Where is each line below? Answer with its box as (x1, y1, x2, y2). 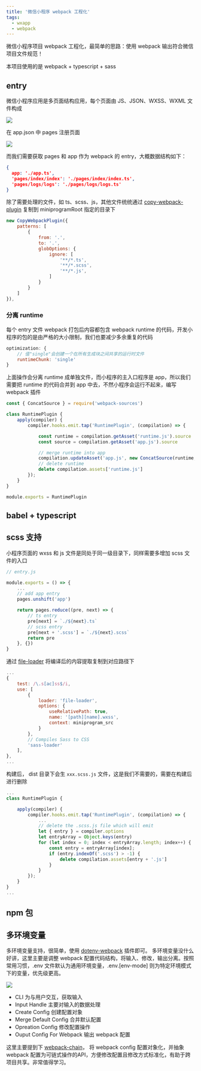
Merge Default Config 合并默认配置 (14, 1016, 102, 1023)
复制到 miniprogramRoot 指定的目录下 (23, 206, 115, 213)
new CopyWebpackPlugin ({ (6, 218, 68, 224)
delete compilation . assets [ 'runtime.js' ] (38, 467, 144, 473)
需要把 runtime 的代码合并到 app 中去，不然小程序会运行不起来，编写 (6, 381, 176, 388)
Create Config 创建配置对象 (14, 1009, 83, 1016)
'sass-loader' (28, 742, 63, 748)
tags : (6, 14, 20, 20)
